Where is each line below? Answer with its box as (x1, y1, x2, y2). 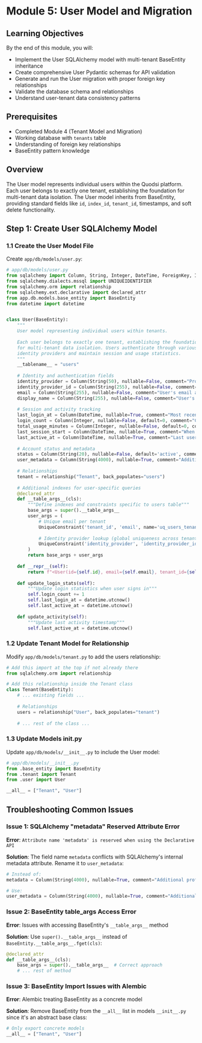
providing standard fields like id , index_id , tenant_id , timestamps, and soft (6, 200, 192, 207)
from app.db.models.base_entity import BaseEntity (6, 295, 136, 301)
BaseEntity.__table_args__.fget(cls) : (6, 939, 102, 947)
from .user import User (6, 777, 66, 783)
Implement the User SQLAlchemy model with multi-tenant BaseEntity (14, 56, 186, 63)
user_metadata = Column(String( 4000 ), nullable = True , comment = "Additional (6, 893, 198, 900)
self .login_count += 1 (28, 591, 85, 597)
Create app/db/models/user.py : (6, 255, 83, 263)
